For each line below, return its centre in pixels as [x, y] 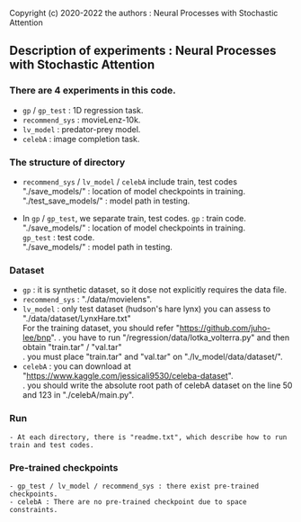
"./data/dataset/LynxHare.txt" [77, 319]
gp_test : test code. [58, 237]
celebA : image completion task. [81, 139]
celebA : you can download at [77, 366]
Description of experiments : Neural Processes [143, 51]
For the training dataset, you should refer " [101, 328]
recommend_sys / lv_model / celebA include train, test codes [130, 181]
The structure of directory [67, 162]
